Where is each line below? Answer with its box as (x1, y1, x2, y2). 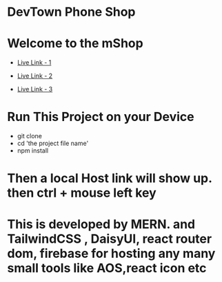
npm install (17, 147, 49, 155)
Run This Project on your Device (7, 109, 194, 124)
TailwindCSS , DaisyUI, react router (7, 231, 212, 247)
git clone (17, 132, 43, 140)
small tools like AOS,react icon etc (7, 261, 207, 276)
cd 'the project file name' (17, 139, 89, 148)
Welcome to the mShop (7, 36, 143, 52)
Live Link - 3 (17, 85, 53, 94)
